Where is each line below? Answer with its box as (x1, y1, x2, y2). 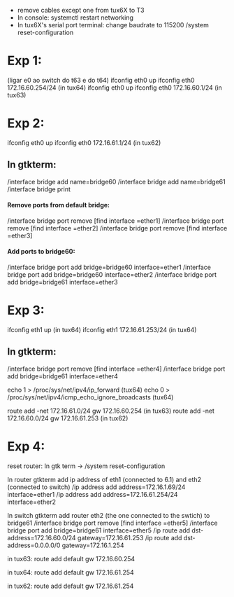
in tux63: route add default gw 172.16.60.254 (7, 554, 136, 563)
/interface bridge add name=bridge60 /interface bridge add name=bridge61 (7, 177, 226, 186)
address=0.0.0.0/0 (7, 541, 61, 549)
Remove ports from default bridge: (7, 201, 110, 210)
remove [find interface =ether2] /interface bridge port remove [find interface (7, 224, 228, 232)
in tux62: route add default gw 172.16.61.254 (7, 582, 134, 590)
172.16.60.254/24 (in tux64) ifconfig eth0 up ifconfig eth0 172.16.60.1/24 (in (7, 83, 222, 92)
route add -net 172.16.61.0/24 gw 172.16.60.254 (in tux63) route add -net (7, 406, 215, 415)
